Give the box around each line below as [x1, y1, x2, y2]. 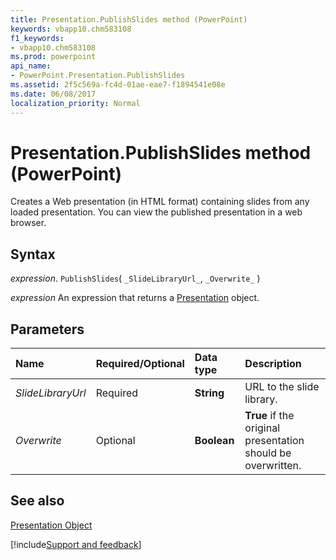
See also [10, 492, 65, 510]
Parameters [10, 321, 85, 338]
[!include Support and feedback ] [10, 538, 142, 550]
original [244, 421, 281, 435]
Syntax [10, 246, 56, 263]
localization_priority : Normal [10, 98, 141, 108]
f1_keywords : [10, 33, 65, 43]
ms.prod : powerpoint [10, 52, 97, 62]
